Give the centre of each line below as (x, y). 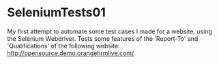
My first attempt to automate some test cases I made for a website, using (110, 31)
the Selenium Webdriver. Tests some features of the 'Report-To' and (103, 38)
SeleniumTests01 (56, 13)
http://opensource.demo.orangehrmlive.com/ (71, 53)
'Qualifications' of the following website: (64, 46)
